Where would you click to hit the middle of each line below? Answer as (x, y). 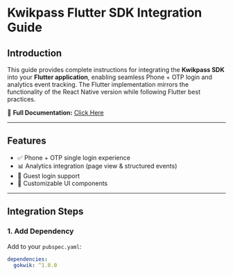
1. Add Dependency (41, 232)
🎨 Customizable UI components (62, 183)
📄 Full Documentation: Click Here (55, 113)
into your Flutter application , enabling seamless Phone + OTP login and (110, 77)
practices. (21, 99)
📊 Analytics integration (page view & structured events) (97, 166)
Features (27, 141)
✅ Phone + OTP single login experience (74, 157)
